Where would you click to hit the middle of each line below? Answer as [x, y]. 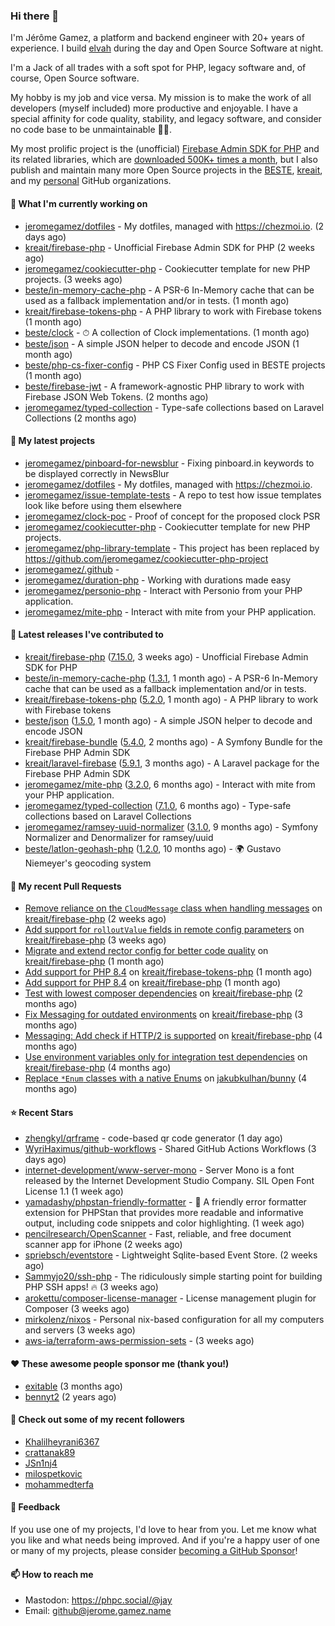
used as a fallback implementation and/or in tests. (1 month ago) [157, 300]
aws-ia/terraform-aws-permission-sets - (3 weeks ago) [139, 1341]
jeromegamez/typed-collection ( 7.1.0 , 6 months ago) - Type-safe [158, 805]
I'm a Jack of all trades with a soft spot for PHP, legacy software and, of [158, 68]
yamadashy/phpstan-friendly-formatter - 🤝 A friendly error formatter [165, 1202]
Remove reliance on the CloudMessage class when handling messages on [173, 908]
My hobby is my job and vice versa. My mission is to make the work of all [161, 98]
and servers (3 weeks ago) [80, 1330]
